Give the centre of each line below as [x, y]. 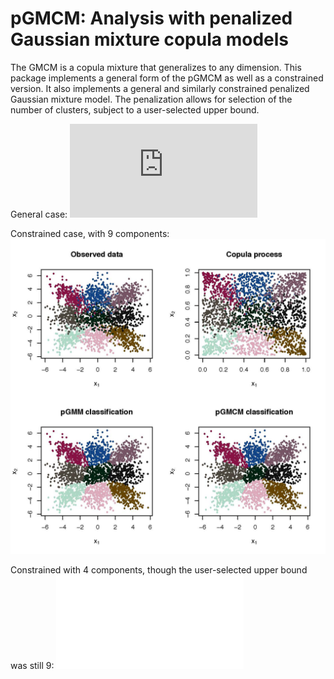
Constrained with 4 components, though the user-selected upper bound [159, 569]
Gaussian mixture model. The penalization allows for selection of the [151, 99]
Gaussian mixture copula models [149, 39]
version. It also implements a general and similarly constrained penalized [160, 88]
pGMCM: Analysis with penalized [151, 18]
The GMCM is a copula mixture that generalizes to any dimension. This [156, 67]
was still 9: [32, 665]
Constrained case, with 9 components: [90, 233]
